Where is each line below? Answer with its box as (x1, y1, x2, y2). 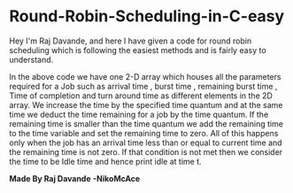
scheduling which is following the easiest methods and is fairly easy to (9, 44, 267, 55)
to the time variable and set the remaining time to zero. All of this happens (9, 127, 279, 138)
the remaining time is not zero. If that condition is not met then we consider (9, 146, 283, 157)
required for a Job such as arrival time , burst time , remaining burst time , (9, 81, 278, 91)
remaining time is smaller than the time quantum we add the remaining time (9, 118, 283, 129)
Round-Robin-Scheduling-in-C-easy (9, 6, 285, 27)
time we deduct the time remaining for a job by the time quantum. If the (9, 109, 269, 120)
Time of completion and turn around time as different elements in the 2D (9, 90, 273, 101)
